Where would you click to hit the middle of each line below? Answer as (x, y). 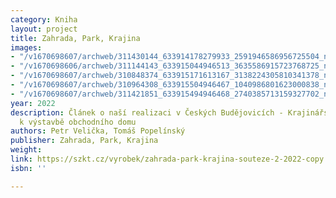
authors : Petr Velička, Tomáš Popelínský (98, 131)
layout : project (44, 29)
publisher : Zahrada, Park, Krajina (84, 141)
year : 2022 (33, 103)
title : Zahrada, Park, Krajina (75, 38)
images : (26, 47)
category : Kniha (44, 19)
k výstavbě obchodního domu (78, 122)
